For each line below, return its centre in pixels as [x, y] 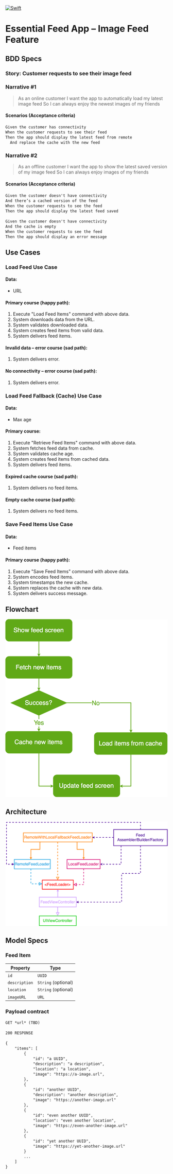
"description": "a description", [68, 1064]
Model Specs [27, 940]
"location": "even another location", [74, 1121]
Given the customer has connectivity [46, 127]
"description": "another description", [75, 1095]
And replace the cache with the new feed [55, 143]
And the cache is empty [31, 227]
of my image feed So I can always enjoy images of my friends [83, 172]
